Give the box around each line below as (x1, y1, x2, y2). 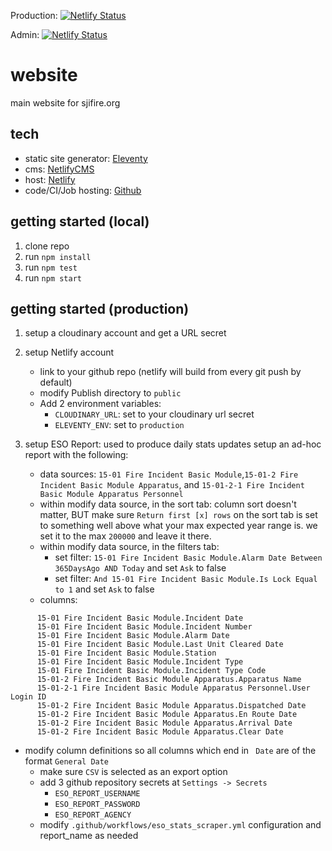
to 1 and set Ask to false (54, 583, 155, 595)
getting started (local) (10, 213, 150, 230)
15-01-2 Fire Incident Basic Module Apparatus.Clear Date (36, 727, 284, 737)
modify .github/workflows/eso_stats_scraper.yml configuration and (39, 819, 322, 831)
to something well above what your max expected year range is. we (39, 520, 318, 532)
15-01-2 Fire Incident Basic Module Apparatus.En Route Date (36, 710, 298, 720)
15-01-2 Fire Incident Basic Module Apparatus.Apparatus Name (36, 675, 302, 685)
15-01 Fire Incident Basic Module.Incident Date (36, 613, 244, 624)
